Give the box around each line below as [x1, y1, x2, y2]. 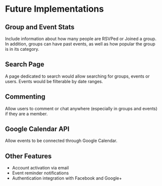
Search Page [5, 60, 45, 69]
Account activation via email [12, 165, 69, 171]
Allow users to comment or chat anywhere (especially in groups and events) [5, 105, 158, 111]
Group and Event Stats [5, 23, 74, 31]
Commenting [5, 93, 46, 101]
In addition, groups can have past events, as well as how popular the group [5, 41, 156, 47]
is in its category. [5, 46, 39, 52]
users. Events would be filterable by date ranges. [5, 78, 103, 84]
